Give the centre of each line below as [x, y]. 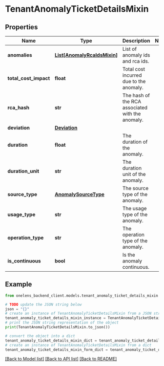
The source [135, 188]
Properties [21, 27]
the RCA [132, 101]
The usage [135, 208]
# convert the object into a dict [40, 336]
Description [136, 41]
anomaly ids [136, 55]
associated [135, 108]
